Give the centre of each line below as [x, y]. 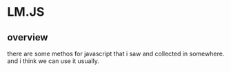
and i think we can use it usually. [53, 61]
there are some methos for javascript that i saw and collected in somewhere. [116, 53]
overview [28, 37]
